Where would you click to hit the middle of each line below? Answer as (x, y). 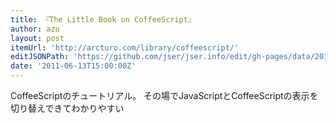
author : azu (35, 29)
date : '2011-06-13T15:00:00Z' (73, 66)
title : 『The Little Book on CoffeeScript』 (103, 19)
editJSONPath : (40, 57)
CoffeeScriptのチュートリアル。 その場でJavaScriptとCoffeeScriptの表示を (164, 95)
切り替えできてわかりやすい (67, 108)
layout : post (37, 38)
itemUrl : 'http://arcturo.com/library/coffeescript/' (125, 47)
